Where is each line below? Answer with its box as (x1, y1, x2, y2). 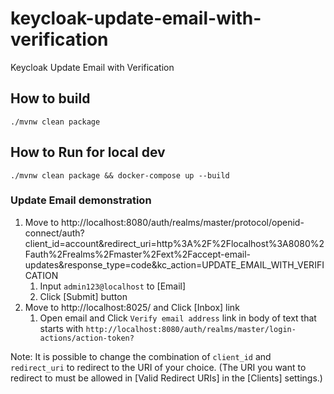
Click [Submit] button (39, 290, 128, 302)
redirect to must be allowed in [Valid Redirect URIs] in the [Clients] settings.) (10, 372, 323, 384)
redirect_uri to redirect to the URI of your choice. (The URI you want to (10, 361, 307, 373)
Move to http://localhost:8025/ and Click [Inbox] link (24, 301, 240, 313)
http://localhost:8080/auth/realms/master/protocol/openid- (61, 216, 305, 228)
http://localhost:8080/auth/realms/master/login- (85, 324, 297, 334)
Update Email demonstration (10, 193, 152, 207)
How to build (10, 90, 91, 107)
